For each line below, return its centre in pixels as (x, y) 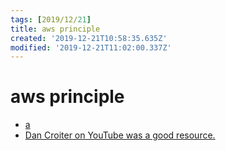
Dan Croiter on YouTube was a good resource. (120, 135)
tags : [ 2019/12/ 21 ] (51, 19)
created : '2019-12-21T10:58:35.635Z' (89, 38)
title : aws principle (55, 29)
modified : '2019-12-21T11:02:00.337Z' (91, 47)
